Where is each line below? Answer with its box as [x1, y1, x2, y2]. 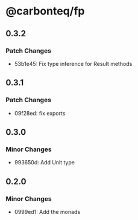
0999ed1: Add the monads [14, 208, 81, 215]
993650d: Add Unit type [14, 159, 75, 166]
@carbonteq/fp [5, 4, 85, 18]
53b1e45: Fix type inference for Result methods [14, 60, 133, 67]
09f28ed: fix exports [14, 109, 66, 117]
